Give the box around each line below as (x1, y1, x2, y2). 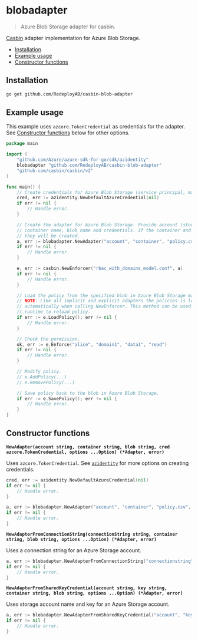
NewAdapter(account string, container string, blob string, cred (6, 444, 170, 450)
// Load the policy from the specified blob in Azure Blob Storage (16, 292, 186, 298)
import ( (6, 151, 28, 157)
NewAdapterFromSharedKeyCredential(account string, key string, (6, 585, 167, 591)
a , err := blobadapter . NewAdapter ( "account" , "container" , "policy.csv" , (6, 504, 192, 510)
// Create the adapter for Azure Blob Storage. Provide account (16, 222, 178, 227)
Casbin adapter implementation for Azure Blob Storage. (6, 34, 141, 41)
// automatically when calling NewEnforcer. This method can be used (16, 303, 192, 309)
